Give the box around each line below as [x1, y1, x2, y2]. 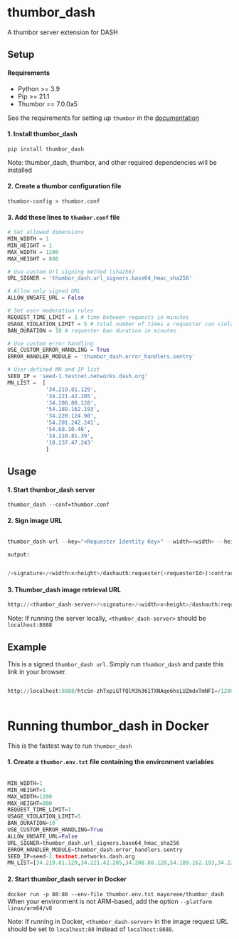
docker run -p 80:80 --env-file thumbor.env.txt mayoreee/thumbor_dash [7, 890, 224, 898]
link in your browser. [7, 667, 67, 676]
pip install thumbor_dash [7, 146, 84, 153]
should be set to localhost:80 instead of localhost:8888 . [7, 925, 174, 933]
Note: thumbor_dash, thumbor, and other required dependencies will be [7, 158, 217, 166]
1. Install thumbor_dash [7, 130, 78, 138]
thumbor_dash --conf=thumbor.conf [7, 501, 110, 509]
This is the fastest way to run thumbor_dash [7, 741, 132, 750]
